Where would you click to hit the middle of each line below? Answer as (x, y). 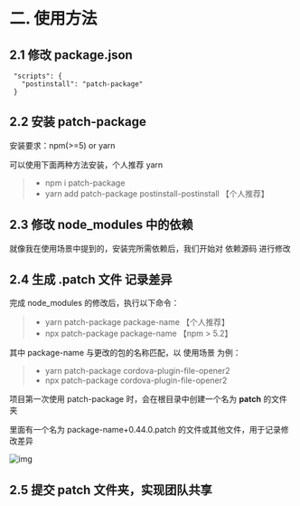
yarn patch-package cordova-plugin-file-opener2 (137, 371)
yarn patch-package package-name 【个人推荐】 (137, 322)
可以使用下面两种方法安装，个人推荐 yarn (86, 165)
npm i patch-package (85, 183)
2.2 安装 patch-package (78, 122)
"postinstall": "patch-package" (82, 84)
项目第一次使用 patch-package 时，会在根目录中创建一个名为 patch (136, 399)
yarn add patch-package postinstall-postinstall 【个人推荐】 (157, 193)
